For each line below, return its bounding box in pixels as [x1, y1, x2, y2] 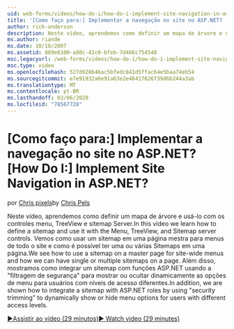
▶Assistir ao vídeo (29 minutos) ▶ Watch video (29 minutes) [7, 314, 180, 323]
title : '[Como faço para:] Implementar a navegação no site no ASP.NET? [7, 17, 223, 24]
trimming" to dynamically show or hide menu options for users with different [7, 293, 226, 302]
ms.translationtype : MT [7, 82, 77, 89]
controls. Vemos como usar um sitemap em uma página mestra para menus [7, 234, 224, 243]
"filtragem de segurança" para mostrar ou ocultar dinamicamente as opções [7, 271, 226, 280]
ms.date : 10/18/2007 [7, 43, 68, 49]
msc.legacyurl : [7, 56, 52, 63]
